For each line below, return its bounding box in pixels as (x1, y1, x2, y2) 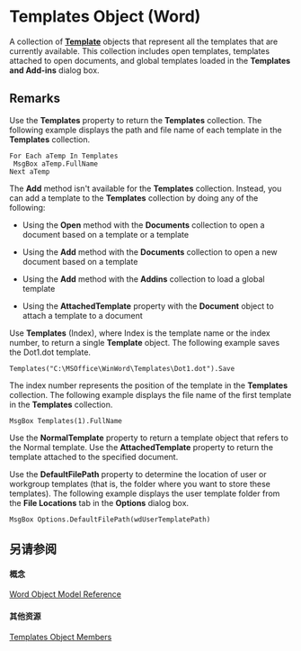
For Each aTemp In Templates (9, 151, 119, 160)
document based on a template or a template (22, 229, 190, 240)
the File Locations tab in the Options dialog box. (9, 497, 190, 508)
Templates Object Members (9, 631, 112, 642)
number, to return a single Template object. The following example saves (9, 337, 280, 348)
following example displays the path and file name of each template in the (9, 124, 282, 135)
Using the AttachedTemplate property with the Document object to (22, 300, 274, 312)
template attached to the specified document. (9, 451, 179, 462)
